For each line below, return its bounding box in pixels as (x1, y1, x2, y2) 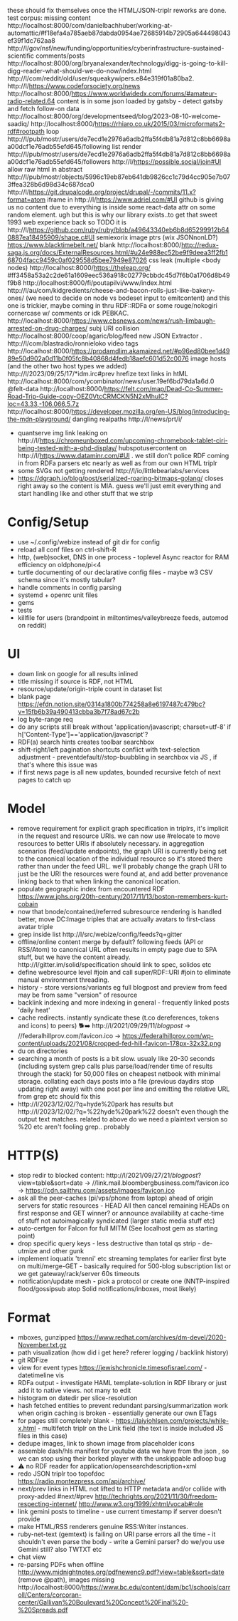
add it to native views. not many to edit (17, 1386, 131, 1394)
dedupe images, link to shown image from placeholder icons (17, 1439, 195, 1447)
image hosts (190, 354, 227, 363)
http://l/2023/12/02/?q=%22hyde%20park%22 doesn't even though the (17, 1107, 229, 1116)
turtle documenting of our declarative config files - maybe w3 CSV (17, 568, 213, 576)
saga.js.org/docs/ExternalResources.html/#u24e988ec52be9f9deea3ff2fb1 (7, 249, 228, 257)
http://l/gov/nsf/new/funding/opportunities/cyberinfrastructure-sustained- (7, 44, 225, 52)
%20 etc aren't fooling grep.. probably (17, 1122, 130, 1131)
